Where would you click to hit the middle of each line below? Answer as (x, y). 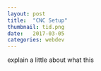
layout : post (26, 14)
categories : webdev (36, 40)
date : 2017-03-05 (36, 33)
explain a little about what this (50, 60)
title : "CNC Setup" (38, 20)
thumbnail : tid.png (36, 27)
